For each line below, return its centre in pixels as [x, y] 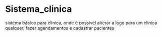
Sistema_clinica [39, 9]
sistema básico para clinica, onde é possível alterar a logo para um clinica [81, 23]
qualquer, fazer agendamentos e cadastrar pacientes [60, 28]
